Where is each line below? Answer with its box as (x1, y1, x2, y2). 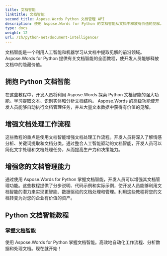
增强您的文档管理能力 (5, 162, 71, 171)
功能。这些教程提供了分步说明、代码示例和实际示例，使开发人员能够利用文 (9, 183, 162, 189)
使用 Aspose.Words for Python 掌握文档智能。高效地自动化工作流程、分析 (5, 239, 156, 245)
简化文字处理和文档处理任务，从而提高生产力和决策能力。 (5, 146, 123, 152)
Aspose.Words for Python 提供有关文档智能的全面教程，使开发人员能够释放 (5, 55, 159, 61)
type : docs (5, 26, 28, 31)
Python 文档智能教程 (5, 211, 69, 219)
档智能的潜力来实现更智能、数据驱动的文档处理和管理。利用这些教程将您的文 (5, 189, 162, 195)
